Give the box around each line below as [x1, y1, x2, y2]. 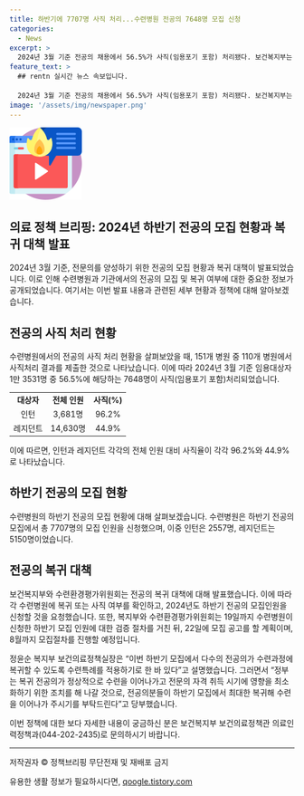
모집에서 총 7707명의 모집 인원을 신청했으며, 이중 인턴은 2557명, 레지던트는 [9, 522, 276, 533]
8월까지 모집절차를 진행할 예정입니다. [9, 634, 140, 645]
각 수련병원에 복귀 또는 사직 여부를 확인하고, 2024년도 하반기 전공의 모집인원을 [9, 599, 288, 610]
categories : [9, 24, 54, 34]
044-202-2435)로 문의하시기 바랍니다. [41, 729, 181, 740]
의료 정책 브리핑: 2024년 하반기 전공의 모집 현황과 [9, 219, 272, 235]
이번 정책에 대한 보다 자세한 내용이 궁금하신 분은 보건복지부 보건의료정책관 [9, 717, 271, 728]
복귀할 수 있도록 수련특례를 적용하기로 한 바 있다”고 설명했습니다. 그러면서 [9, 664, 269, 675]
